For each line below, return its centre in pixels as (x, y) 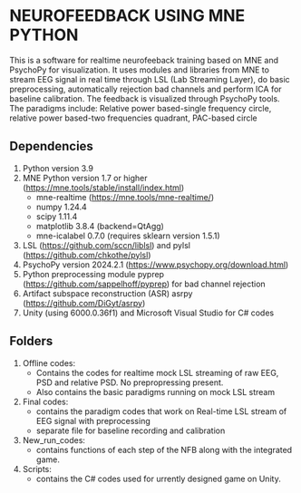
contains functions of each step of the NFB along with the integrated (164, 449)
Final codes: (45, 401)
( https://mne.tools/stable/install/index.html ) (103, 188)
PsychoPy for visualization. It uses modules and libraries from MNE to (140, 70)
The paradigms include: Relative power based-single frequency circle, (141, 108)
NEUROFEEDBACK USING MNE (127, 16)
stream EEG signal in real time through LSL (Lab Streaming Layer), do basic (150, 79)
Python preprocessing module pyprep (93, 274)
